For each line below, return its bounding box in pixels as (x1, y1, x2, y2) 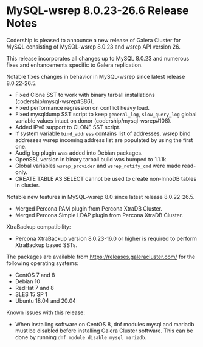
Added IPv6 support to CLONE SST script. (15, 123, 121, 130)
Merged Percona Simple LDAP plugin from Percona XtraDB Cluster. (15, 211, 184, 218)
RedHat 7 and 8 (15, 284, 55, 291)
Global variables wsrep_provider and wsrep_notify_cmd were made (15, 162, 181, 169)
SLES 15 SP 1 (15, 291, 47, 298)
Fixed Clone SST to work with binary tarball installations (15, 91, 155, 98)
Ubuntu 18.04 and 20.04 (15, 297, 76, 304)
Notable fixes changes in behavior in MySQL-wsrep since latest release (6, 73, 185, 80)
